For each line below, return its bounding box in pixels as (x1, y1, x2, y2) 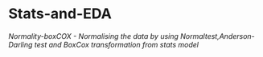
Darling (8, 40, 33, 49)
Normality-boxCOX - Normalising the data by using (8, 31, 179, 40)
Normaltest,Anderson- (180, 31, 255, 40)
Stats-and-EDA (8, 5, 113, 23)
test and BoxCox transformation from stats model (34, 40, 199, 49)
